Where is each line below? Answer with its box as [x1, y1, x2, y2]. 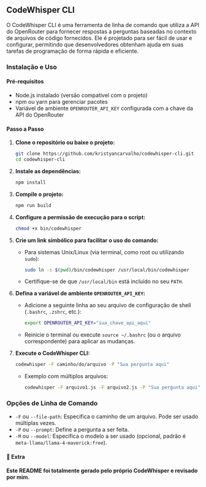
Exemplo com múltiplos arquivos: [24, 373, 109, 380]
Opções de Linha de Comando [6, 399, 98, 407]
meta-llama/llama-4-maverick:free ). [15, 439, 107, 446]
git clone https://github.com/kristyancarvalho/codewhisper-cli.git [15, 150, 194, 157]
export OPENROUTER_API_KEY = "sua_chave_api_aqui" [24, 320, 151, 326]
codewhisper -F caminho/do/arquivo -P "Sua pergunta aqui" [15, 362, 170, 368]
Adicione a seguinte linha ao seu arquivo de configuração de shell [24, 302, 191, 309]
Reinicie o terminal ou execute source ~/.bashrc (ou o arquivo [24, 331, 181, 338]
